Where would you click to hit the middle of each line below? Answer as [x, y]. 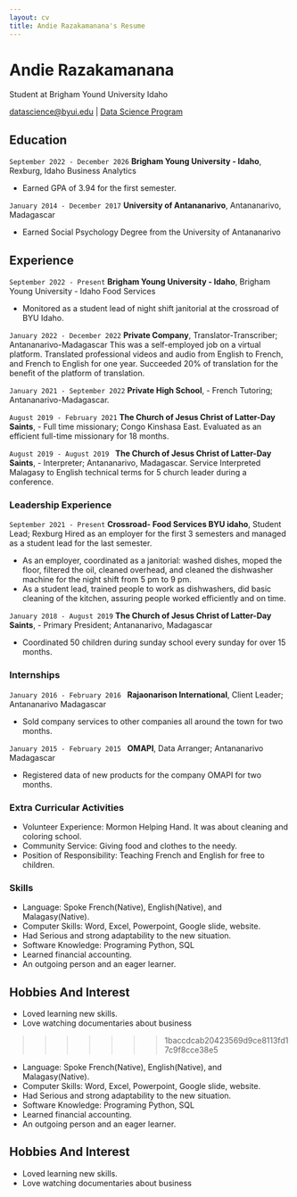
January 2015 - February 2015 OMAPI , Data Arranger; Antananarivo [136, 748]
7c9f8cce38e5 [191, 1050]
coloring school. [52, 836]
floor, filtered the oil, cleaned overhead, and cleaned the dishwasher [148, 570]
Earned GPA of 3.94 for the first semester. [99, 188]
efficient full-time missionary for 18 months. [89, 436]
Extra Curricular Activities [67, 807]
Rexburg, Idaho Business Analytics [73, 171]
